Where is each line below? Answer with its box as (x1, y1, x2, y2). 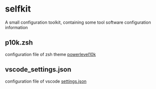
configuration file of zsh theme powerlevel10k (5, 51, 96, 57)
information (5, 24, 28, 30)
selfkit (5, 3, 31, 15)
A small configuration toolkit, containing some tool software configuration (5, 19, 151, 25)
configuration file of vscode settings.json (5, 78, 87, 84)
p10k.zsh (5, 39, 33, 47)
